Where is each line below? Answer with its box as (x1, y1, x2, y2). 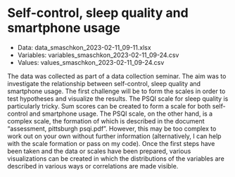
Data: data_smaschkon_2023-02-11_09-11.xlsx (17, 43, 151, 51)
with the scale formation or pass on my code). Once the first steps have (7, 139, 215, 147)
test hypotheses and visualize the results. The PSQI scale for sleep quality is (7, 94, 229, 103)
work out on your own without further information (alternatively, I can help (7, 132, 222, 140)
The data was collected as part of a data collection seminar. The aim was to (7, 72, 227, 80)
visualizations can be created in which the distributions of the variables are (7, 154, 225, 163)
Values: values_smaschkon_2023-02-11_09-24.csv (17, 58, 165, 66)
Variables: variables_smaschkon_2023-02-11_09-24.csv (17, 51, 179, 59)
